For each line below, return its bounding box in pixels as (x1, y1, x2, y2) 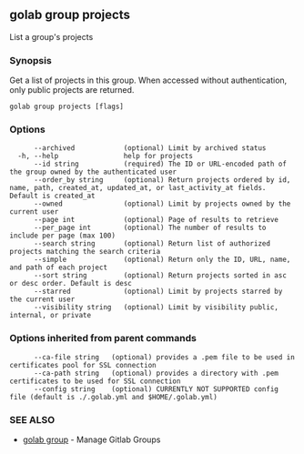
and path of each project (9, 263, 107, 272)
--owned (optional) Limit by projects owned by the (33, 199, 291, 208)
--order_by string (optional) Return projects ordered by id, (33, 176, 291, 185)
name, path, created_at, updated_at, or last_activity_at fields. (9, 184, 267, 193)
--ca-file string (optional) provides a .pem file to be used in (33, 352, 296, 362)
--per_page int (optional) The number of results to (33, 223, 267, 233)
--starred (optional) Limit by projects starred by (33, 287, 283, 297)
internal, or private (9, 311, 92, 320)
